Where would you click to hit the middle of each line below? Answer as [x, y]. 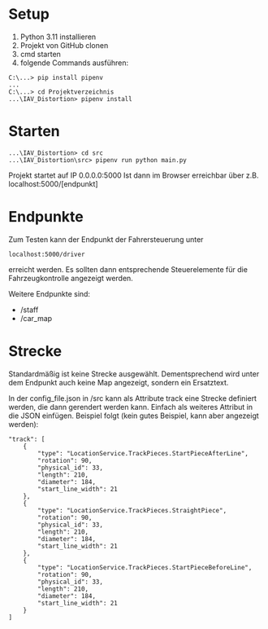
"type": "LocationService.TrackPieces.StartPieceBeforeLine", [145, 567]
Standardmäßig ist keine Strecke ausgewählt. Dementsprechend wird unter [134, 374]
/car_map [36, 318]
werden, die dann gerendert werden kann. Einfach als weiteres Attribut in [131, 407]
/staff [29, 310]
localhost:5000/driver [47, 254]
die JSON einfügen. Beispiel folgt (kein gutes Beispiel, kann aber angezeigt [134, 416]
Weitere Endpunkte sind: [50, 293]
